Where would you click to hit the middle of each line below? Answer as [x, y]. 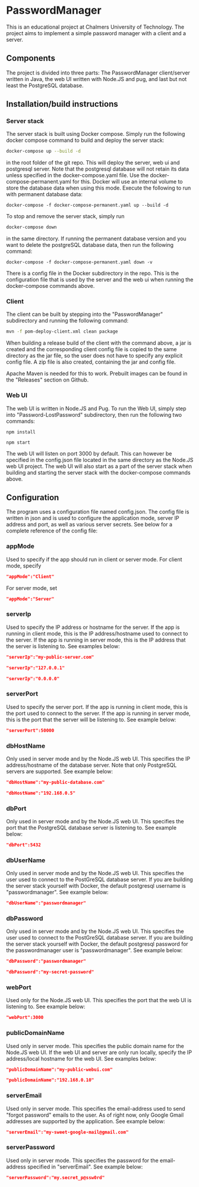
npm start [18, 442]
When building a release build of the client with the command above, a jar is [99, 343]
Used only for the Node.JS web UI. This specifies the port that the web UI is [99, 1000]
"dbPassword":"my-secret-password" [50, 972]
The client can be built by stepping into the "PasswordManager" [85, 314]
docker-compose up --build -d [44, 151]
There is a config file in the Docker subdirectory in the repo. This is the [93, 273]
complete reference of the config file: [52, 531]
